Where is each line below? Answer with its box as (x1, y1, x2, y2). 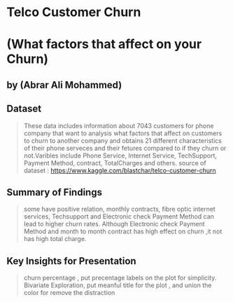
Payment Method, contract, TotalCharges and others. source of (23, 158, 207, 167)
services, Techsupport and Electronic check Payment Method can (23, 212, 215, 221)
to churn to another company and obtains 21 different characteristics (23, 136, 222, 144)
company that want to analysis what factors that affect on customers (23, 129, 223, 137)
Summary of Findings (6, 186, 103, 198)
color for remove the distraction (23, 289, 115, 297)
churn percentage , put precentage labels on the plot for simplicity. (23, 274, 217, 282)
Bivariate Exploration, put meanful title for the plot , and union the (23, 281, 212, 289)
